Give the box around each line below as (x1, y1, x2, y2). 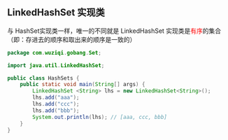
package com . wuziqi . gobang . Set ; (7, 49, 101, 56)
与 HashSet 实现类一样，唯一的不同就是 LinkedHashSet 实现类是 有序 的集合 (7, 27, 222, 35)
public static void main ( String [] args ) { (20, 81, 145, 88)
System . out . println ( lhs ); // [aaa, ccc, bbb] (32, 113, 168, 120)
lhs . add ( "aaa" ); (32, 94, 80, 101)
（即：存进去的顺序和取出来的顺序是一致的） (7, 35, 136, 43)
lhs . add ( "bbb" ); (32, 107, 80, 114)
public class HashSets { (7, 74, 80, 82)
